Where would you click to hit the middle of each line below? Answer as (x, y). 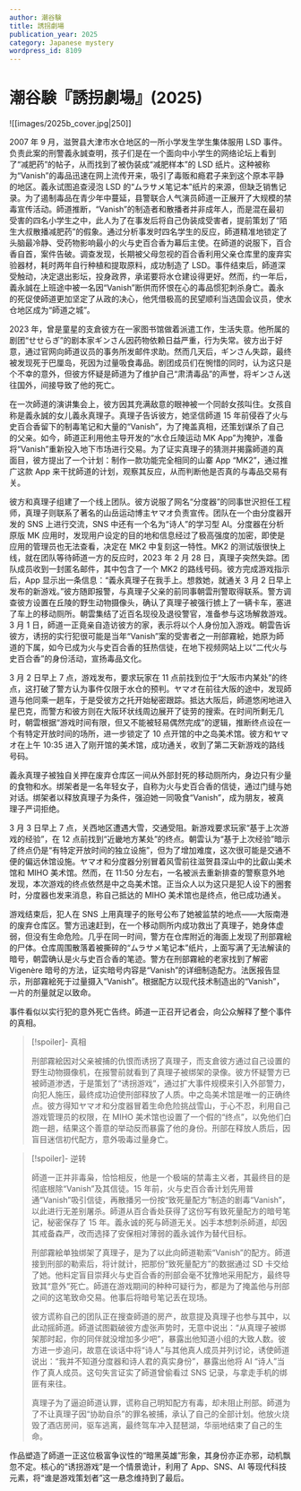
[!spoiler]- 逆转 (59, 1158)
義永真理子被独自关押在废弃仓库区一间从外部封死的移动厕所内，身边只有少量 (150, 776)
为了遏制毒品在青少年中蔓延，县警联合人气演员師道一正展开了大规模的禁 (158, 198)
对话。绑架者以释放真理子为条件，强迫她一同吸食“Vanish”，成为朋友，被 (143, 798)
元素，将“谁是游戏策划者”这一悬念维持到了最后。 (99, 1478)
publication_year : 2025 (54, 34)
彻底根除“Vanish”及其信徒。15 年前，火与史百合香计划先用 (138, 1189)
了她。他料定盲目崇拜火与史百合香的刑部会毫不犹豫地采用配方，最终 (157, 1275)
